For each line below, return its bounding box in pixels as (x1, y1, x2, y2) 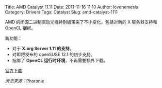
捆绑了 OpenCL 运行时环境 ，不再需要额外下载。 (12, 58, 108, 63)
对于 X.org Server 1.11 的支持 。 (12, 46, 74, 51)
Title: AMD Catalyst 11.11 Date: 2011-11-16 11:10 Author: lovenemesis (5, 4, 138, 10)
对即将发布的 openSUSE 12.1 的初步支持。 (12, 51, 96, 57)
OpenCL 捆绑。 (5, 25, 35, 31)
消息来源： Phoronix (5, 78, 45, 84)
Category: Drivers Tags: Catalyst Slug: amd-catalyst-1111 (5, 9, 118, 15)
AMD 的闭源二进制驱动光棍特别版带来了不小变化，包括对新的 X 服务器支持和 (5, 19, 158, 25)
